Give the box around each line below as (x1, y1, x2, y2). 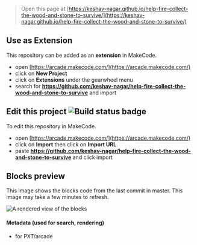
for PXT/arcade (14, 232, 53, 240)
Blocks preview (6, 171, 65, 181)
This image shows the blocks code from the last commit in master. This (6, 187, 183, 194)
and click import (72, 154, 113, 161)
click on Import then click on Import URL (14, 140, 117, 148)
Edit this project (6, 106, 67, 117)
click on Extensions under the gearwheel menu (14, 76, 134, 83)
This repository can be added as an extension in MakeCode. (6, 51, 157, 59)
